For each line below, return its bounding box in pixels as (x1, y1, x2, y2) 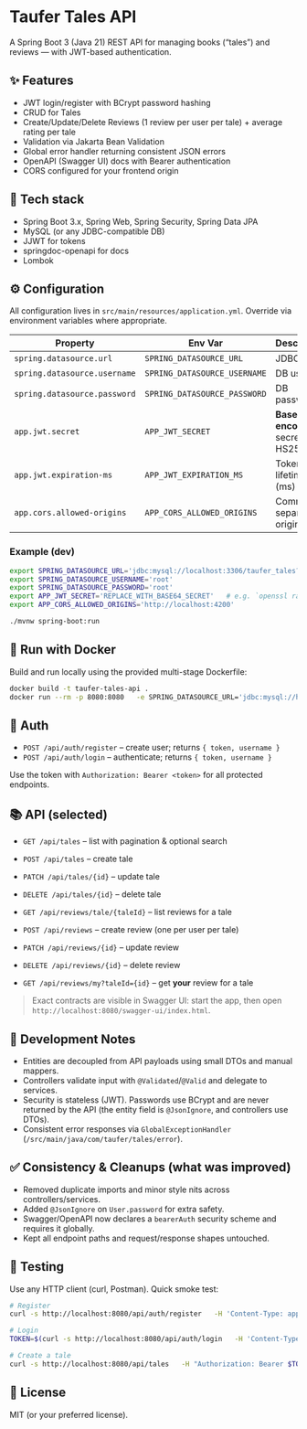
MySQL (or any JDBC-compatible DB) (22, 226, 165, 237)
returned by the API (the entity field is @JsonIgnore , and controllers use (22, 1104, 289, 1114)
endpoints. (9, 779, 50, 790)
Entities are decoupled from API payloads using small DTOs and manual (22, 1055, 293, 1066)
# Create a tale (9, 1351, 71, 1360)
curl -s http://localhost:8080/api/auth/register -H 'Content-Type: (9, 1309, 284, 1318)
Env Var (188, 336, 224, 349)
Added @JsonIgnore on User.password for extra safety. (22, 1203, 225, 1214)
